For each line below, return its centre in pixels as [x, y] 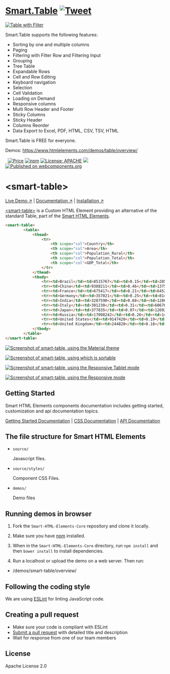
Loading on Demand [34, 98]
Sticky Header [27, 120]
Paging [20, 50]
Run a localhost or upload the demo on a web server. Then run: [78, 561]
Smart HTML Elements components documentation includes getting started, [84, 405]
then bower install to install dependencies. [58, 551]
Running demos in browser [49, 514]
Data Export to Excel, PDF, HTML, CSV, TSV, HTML [66, 130]
